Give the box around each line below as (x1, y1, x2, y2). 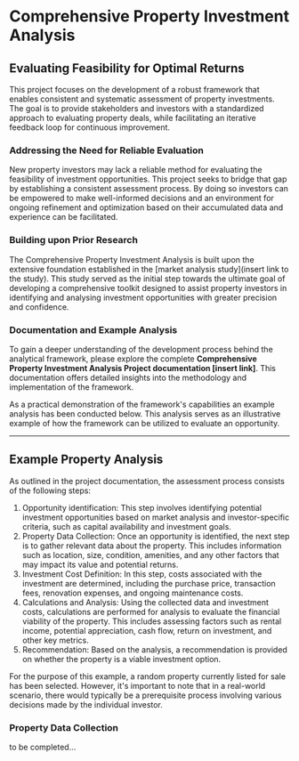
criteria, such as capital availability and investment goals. (21, 521, 231, 531)
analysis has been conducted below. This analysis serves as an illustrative (9, 408, 281, 419)
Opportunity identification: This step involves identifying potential (21, 502, 263, 513)
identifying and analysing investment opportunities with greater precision (9, 292, 278, 303)
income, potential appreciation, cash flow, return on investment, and (21, 625, 272, 636)
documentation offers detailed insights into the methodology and (9, 372, 247, 383)
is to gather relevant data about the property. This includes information (21, 540, 282, 551)
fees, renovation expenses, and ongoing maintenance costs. (21, 587, 244, 598)
